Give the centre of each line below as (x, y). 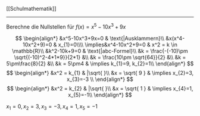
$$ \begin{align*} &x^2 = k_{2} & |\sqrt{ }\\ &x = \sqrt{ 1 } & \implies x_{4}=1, (100, 88)
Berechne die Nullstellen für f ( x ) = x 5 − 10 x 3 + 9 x (66, 26)
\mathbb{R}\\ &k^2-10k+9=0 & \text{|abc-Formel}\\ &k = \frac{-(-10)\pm (100, 51)
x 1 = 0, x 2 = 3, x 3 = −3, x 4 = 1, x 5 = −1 (52, 107)
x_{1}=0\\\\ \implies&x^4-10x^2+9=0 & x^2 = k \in (118, 45)
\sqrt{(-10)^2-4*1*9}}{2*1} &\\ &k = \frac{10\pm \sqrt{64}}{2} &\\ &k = (100, 57)
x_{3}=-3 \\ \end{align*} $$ (100, 79)
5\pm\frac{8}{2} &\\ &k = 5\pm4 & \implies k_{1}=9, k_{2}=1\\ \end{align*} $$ (100, 63)
